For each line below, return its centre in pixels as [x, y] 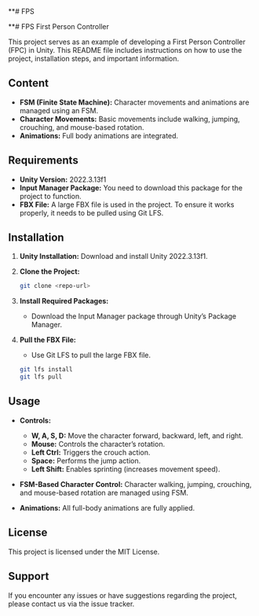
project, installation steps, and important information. [93, 59]
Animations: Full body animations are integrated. [99, 135]
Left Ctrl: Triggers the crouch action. [91, 452]
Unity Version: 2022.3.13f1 [63, 179]
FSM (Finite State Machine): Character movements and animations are [134, 102]
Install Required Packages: [64, 301]
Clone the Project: [49, 271]
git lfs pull [41, 377]
